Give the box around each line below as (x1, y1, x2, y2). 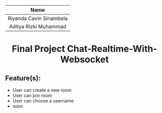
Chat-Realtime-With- (67, 43, 157, 55)
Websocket (60, 54, 109, 65)
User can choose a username (12, 98, 74, 103)
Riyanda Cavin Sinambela (8, 15, 68, 22)
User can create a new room (12, 87, 72, 93)
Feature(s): (5, 74, 41, 82)
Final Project (12, 43, 65, 55)
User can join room (12, 92, 52, 98)
